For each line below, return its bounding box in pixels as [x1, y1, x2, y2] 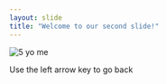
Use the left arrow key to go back [9, 64, 134, 75]
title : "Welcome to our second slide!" [9, 22, 160, 31]
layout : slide [9, 13, 63, 23]
